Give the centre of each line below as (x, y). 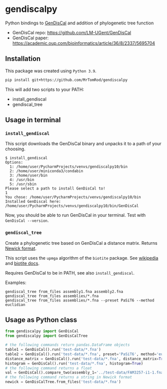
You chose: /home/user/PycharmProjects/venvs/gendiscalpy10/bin (73, 197)
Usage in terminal (33, 120)
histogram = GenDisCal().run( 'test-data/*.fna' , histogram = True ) (74, 363)
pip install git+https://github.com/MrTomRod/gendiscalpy (66, 80)
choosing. (15, 149)
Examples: (16, 283)
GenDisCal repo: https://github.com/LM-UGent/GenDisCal (72, 32)
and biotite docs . (22, 263)
